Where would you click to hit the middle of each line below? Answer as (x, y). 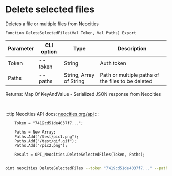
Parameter (21, 48)
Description (132, 48)
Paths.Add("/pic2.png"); (41, 145)
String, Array (79, 75)
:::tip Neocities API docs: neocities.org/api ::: (52, 114)
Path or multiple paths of (130, 75)
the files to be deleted (126, 81)
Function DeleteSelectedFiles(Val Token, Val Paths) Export (71, 33)
